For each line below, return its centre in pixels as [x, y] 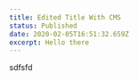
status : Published [43, 26]
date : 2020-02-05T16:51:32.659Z [69, 34]
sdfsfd [21, 68]
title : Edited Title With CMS [65, 17]
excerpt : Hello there [49, 42]
